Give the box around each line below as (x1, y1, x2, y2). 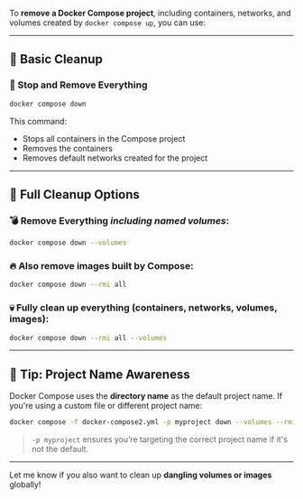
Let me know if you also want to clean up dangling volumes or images (9, 469, 272, 481)
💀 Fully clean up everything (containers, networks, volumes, (9, 301, 278, 314)
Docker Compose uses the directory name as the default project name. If (9, 391, 283, 402)
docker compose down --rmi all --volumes (9, 333, 168, 342)
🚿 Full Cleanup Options (9, 187, 140, 202)
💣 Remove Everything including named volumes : (9, 214, 230, 226)
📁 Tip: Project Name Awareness (9, 366, 191, 382)
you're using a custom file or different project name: (9, 401, 203, 411)
